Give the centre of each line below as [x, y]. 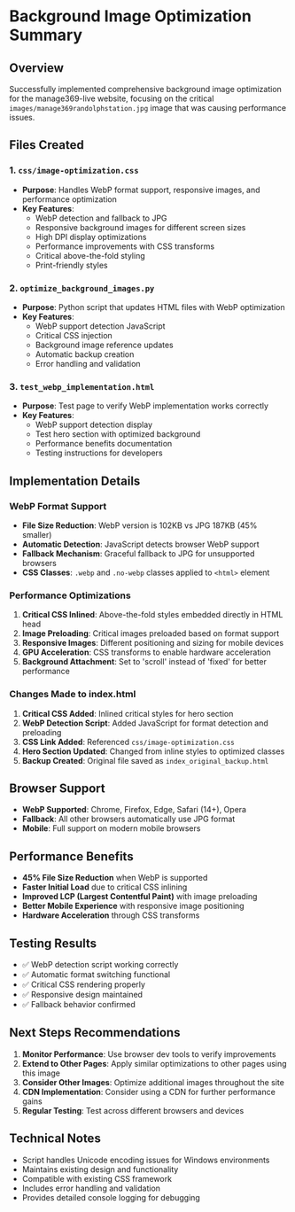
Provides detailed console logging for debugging [111, 1197]
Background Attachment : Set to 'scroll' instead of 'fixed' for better [144, 662]
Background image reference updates [105, 345]
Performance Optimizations [70, 595]
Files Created [47, 145]
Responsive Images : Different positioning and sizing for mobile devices [153, 643]
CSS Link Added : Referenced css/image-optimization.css [128, 742]
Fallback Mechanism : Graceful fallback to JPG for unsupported [138, 553]
